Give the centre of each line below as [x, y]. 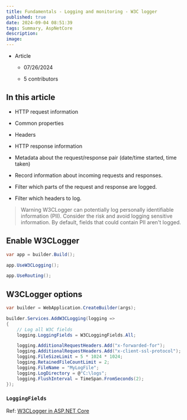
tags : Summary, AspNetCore [39, 28]
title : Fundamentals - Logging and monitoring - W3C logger [82, 12]
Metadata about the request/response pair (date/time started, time [96, 157]
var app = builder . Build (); [41, 254]
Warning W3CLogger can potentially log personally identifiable [97, 209]
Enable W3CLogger [43, 241]
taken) [22, 164]
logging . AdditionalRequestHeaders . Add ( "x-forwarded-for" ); [91, 346]
